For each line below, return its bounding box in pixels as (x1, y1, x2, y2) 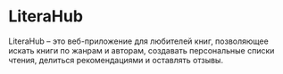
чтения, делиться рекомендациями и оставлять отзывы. (8, 54, 224, 65)
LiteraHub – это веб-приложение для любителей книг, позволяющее (8, 36, 269, 46)
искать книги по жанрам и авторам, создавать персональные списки (8, 45, 275, 55)
